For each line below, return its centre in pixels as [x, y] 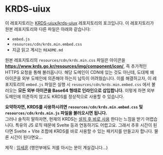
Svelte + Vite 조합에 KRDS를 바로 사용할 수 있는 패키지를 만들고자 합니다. [83, 131]
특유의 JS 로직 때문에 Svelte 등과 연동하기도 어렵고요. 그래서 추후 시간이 [84, 125]
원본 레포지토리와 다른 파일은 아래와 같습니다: [48, 29]
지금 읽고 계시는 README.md [37, 50]
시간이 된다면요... [26, 137]
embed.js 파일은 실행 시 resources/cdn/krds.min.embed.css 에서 [88, 84]
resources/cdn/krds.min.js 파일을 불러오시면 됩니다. [56, 113]
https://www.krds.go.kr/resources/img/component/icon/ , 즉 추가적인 [76, 66]
